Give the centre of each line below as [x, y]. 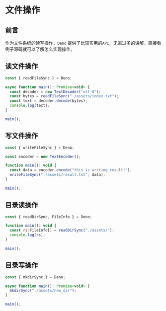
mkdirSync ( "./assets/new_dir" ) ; [43, 291]
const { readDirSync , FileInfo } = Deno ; [49, 217]
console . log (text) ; [30, 106]
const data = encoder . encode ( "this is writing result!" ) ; [71, 170]
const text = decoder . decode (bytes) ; [49, 101]
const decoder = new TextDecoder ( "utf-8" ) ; [55, 92]
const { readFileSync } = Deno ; [39, 78]
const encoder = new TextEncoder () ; [43, 156]
